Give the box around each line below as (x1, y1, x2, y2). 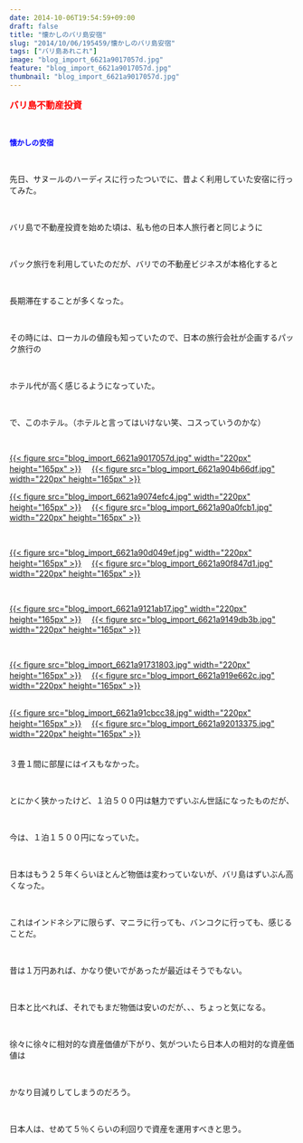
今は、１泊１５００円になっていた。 (9, 831, 145, 842)
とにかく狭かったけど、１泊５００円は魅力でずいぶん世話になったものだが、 (9, 794, 295, 806)
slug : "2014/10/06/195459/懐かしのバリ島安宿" (9, 38, 176, 48)
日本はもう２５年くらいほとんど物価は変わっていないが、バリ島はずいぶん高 (9, 869, 294, 879)
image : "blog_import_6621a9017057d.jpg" (9, 55, 165, 64)
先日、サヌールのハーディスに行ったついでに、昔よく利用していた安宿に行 (9, 173, 286, 184)
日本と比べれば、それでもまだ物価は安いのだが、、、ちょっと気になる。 (9, 1002, 271, 1013)
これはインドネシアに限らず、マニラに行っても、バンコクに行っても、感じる (9, 917, 292, 927)
